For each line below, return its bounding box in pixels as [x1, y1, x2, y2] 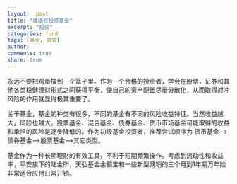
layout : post [7, 10, 49, 18]
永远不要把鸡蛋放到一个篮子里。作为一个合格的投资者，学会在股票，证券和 [7, 76, 224, 85]
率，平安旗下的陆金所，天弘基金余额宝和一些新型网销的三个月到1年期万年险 [7, 160, 226, 168]
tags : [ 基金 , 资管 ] [7, 37, 61, 44]
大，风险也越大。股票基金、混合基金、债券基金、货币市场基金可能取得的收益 [7, 118, 230, 127]
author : [7, 43, 30, 50]
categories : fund [7, 30, 59, 38]
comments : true [7, 50, 52, 57]
